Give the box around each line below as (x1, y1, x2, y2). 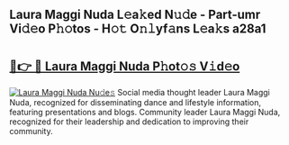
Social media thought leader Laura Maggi (117, 87, 270, 97)
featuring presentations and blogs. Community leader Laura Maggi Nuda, (9, 107, 281, 117)
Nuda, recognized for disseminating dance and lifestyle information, (9, 97, 262, 107)
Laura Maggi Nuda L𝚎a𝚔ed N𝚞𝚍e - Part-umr (9, 7, 261, 23)
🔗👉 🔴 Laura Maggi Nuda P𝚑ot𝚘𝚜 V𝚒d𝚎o (9, 59, 240, 74)
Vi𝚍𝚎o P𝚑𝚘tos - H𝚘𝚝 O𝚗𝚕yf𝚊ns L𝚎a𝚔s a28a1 (9, 22, 266, 37)
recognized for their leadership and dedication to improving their (9, 116, 249, 127)
